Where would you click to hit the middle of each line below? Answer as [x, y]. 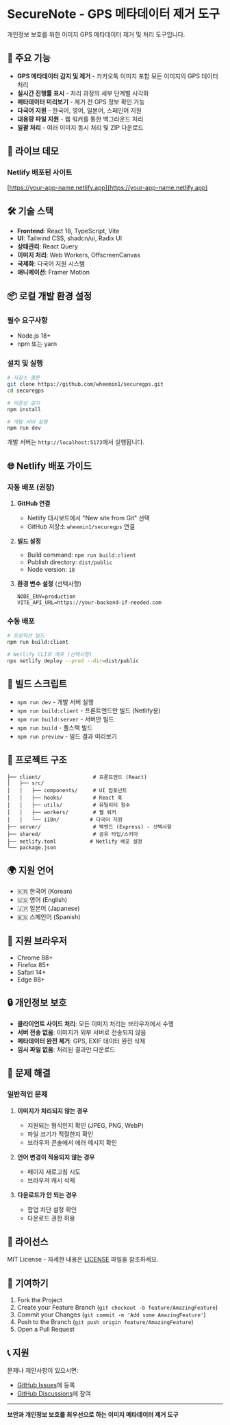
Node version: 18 [51, 570]
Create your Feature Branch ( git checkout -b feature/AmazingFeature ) [117, 1308]
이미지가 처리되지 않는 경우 [52, 1111]
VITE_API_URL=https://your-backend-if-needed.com [89, 603]
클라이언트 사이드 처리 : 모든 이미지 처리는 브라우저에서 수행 [95, 1023]
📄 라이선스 [28, 1241]
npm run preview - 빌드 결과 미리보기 [67, 736]
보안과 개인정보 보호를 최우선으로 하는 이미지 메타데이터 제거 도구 [93, 1415]
